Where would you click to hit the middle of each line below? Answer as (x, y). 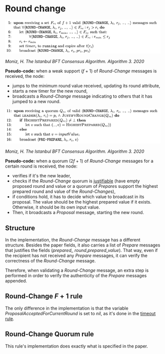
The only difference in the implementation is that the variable (67, 308)
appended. (16, 281)
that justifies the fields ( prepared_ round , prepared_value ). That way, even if (82, 250)
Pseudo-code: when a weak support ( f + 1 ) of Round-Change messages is (81, 71)
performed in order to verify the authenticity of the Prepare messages (76, 276)
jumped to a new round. (36, 101)
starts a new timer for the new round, (50, 91)
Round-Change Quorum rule (50, 334)
